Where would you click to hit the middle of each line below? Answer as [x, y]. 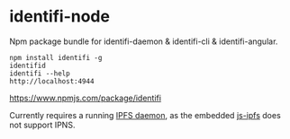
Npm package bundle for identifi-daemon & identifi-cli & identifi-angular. [144, 41]
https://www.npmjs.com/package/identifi [86, 98]
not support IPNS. [42, 125]
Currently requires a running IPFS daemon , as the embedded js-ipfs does [145, 115]
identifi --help [40, 74]
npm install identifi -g [56, 57]
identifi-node [60, 17]
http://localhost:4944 [52, 81]
